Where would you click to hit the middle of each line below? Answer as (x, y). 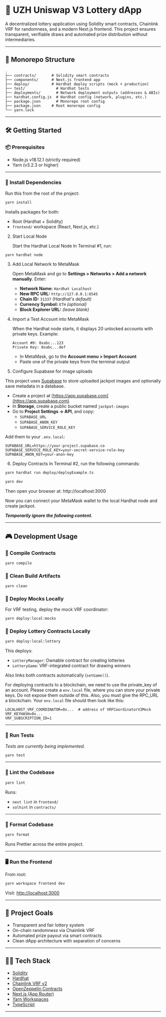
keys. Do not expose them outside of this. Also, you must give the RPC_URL (82, 695)
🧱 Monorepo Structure (40, 60)
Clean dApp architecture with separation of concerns (66, 940)
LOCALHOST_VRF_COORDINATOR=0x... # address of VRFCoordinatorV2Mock (78, 710)
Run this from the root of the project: (42, 193)
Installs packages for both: (32, 212)
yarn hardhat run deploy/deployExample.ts (49, 473)
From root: (16, 875)
